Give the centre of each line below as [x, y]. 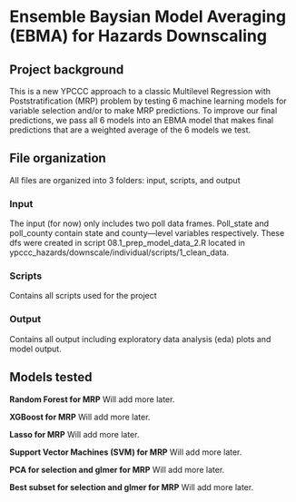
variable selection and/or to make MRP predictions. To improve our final [143, 110]
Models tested [51, 377]
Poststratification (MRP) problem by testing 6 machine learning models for [148, 101]
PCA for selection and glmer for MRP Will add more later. [117, 469]
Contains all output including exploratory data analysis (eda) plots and [140, 339]
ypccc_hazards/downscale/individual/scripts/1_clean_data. [119, 252]
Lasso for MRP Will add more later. [74, 434]
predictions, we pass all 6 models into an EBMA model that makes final [142, 120]
